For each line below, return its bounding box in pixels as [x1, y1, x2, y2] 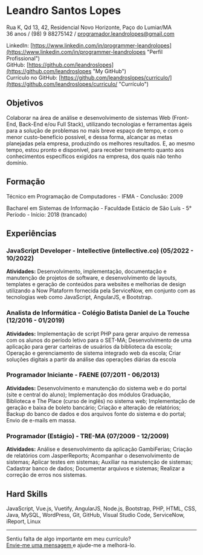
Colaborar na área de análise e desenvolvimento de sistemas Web [6, 114, 171, 121]
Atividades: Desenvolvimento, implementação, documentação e [6, 268, 167, 275]
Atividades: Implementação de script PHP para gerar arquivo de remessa [6, 330, 190, 337]
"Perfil [147, 48, 163, 55]
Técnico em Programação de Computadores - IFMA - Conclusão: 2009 [6, 192, 183, 200]
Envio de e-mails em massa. [6, 416, 77, 424]
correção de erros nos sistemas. [6, 471, 87, 479]
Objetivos [6, 98, 43, 108]
